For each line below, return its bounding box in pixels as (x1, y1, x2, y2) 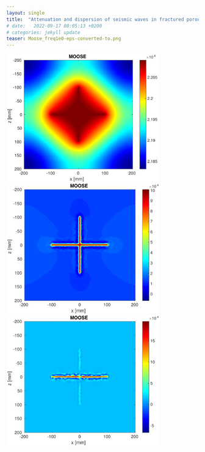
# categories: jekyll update (6, 29, 81, 35)
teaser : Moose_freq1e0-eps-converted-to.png (6, 35, 121, 42)
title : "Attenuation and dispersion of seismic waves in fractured (6, 16, 184, 23)
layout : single (6, 10, 45, 16)
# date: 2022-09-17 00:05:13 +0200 (6, 23, 103, 29)
